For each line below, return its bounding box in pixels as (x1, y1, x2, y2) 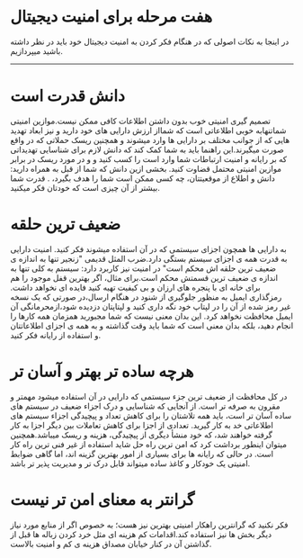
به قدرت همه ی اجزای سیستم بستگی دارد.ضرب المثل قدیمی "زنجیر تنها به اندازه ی (10, 253, 288, 264)
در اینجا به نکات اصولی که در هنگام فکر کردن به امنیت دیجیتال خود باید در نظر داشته (10, 36, 290, 47)
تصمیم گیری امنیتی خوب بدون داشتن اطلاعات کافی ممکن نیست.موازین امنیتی (10, 115, 271, 126)
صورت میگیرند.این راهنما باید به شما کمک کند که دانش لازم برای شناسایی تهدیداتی (10, 144, 284, 155)
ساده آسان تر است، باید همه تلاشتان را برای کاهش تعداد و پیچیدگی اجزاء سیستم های (10, 409, 292, 420)
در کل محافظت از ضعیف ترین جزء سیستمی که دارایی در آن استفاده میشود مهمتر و (10, 391, 288, 401)
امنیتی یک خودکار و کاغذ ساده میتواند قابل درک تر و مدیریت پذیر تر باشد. (10, 457, 251, 469)
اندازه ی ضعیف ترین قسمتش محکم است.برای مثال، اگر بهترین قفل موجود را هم (10, 272, 278, 283)
